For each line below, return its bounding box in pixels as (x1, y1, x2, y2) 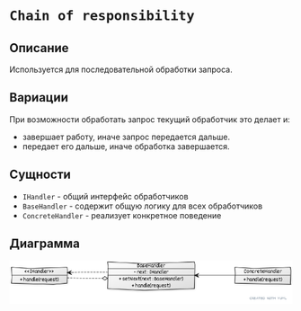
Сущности (9, 167, 72, 182)
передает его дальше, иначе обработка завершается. (22, 140, 231, 152)
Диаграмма (9, 236, 81, 252)
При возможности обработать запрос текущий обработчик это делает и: (9, 113, 290, 125)
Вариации (9, 90, 69, 105)
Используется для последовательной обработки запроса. (9, 64, 233, 75)
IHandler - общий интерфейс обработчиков (22, 191, 189, 201)
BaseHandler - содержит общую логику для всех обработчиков (22, 200, 263, 211)
